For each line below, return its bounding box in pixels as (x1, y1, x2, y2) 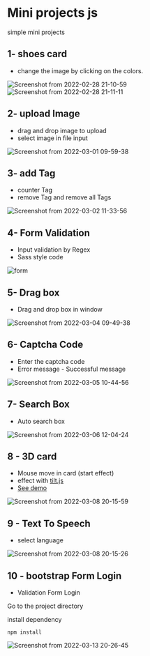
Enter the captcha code (17, 357, 85, 365)
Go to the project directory (7, 602, 84, 611)
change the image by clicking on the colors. (17, 66, 144, 75)
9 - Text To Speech (7, 517, 91, 529)
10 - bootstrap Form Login (7, 570, 122, 581)
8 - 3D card (7, 451, 57, 463)
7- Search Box (7, 399, 70, 411)
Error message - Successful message (17, 365, 126, 373)
